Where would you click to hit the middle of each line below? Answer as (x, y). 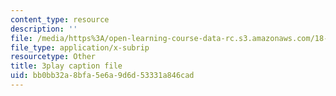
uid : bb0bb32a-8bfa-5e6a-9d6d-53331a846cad (102, 76)
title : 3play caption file (66, 66)
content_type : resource (60, 19)
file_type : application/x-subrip (80, 47)
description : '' (44, 29)
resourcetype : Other (53, 57)
